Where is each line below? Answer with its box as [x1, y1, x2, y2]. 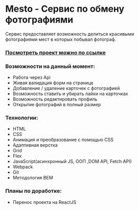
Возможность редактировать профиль [12, 96, 98, 102]
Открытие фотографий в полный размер [12, 102, 101, 108]
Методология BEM [12, 175, 54, 181]
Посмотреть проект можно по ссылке [5, 49, 106, 56]
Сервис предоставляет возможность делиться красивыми [5, 31, 134, 37]
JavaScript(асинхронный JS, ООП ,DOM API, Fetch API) [12, 158, 132, 165]
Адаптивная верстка [12, 142, 58, 148]
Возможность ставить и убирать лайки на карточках [12, 90, 129, 97]
